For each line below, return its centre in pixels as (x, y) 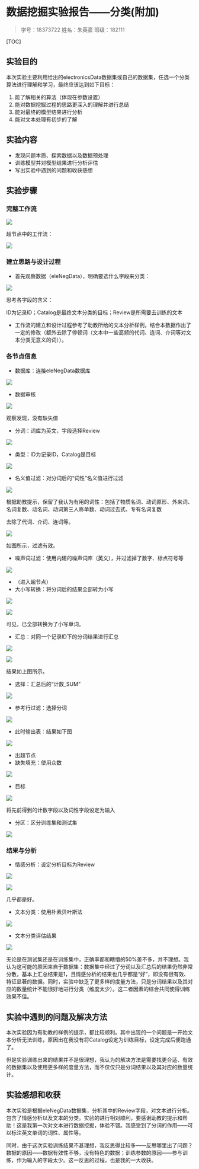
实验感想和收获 (33, 1095)
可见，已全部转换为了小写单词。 (45, 624)
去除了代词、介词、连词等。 (40, 522)
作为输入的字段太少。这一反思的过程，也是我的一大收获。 (86, 1160)
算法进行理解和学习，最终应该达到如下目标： (61, 84)
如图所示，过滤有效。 (32, 545)
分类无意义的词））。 (43, 340)
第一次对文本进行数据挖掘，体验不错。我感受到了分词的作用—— (110, 1125)
